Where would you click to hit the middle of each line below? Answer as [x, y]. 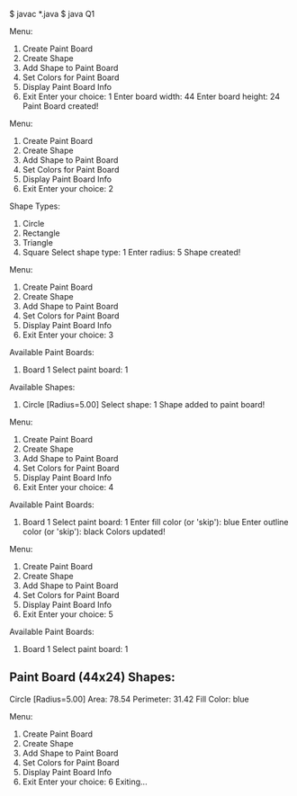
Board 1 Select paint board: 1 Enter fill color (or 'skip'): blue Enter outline [156, 522]
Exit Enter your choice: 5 [68, 614]
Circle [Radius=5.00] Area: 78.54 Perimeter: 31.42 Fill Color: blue [129, 699]
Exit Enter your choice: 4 [68, 487]
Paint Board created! [60, 106]
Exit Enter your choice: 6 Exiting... [85, 782]
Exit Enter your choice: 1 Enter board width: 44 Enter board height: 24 [151, 96]
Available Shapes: [42, 387]
